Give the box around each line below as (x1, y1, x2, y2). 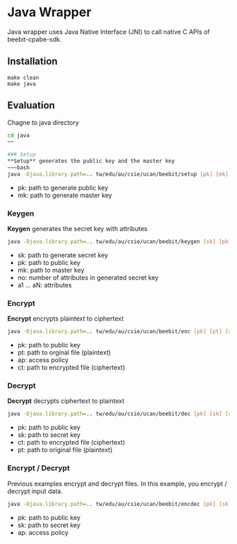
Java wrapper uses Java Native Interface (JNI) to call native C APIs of (7, 27, 210, 36)
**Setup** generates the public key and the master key (7, 158, 175, 165)
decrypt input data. (7, 487, 63, 495)
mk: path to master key (17, 266, 85, 274)
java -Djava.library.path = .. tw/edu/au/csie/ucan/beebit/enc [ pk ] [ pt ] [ (7, 328, 229, 335)
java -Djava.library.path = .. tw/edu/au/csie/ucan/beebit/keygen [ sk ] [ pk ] (7, 238, 232, 245)
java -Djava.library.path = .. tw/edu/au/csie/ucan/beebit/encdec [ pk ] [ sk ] (7, 500, 232, 507)
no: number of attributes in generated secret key (17, 273, 159, 282)
